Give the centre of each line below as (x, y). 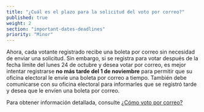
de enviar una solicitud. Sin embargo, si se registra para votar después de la (102, 58)
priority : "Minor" (30, 35)
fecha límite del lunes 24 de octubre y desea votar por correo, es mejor (96, 65)
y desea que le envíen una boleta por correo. (63, 91)
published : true (27, 18)
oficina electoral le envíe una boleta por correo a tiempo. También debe (96, 78)
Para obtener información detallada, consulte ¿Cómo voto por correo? (95, 103)
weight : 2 (19, 23)
